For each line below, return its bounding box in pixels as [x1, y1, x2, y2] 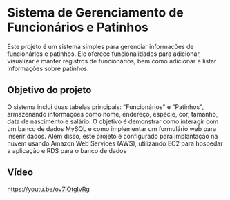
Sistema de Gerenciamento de [7, 5, 184, 21]
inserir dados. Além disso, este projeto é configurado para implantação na [7, 132, 218, 140]
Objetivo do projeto [7, 84, 92, 96]
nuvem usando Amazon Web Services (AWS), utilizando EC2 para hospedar [7, 139, 223, 148]
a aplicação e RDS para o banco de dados [7, 146, 127, 154]
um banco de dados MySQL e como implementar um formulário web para [7, 124, 217, 132]
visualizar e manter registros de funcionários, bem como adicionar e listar [7, 57, 217, 65]
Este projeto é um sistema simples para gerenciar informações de [7, 42, 194, 50]
